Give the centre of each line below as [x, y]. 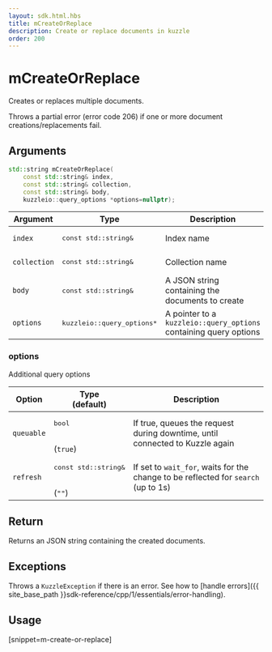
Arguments [38, 151]
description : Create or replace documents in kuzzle [99, 31]
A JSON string [192, 280]
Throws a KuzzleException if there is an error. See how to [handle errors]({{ [134, 586]
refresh [27, 477]
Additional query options [49, 374]
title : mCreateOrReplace [50, 23]
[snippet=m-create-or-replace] [60, 640]
